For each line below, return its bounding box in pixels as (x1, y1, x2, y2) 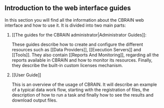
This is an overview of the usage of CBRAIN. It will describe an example (11, 81, 157, 87)
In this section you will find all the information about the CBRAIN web (4, 17, 144, 23)
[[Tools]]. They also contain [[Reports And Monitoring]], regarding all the (11, 52, 159, 58)
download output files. (11, 97, 58, 103)
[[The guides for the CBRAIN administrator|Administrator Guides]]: (11, 32, 147, 37)
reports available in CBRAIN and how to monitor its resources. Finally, (11, 57, 153, 63)
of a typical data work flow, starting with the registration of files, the (11, 86, 150, 93)
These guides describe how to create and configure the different (11, 41, 143, 47)
